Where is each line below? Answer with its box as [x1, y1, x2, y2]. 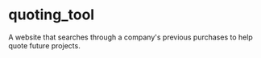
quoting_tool [8, 6, 95, 24]
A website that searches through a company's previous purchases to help [8, 32, 254, 42]
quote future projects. [8, 40, 81, 50]
